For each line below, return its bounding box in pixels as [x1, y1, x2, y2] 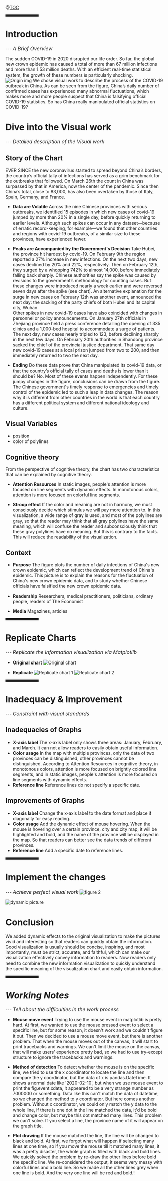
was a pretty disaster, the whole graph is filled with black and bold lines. [12, 1149, 161, 1155]
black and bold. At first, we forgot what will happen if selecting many [12, 1138, 154, 1144]
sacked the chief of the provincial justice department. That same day [12, 342, 155, 348]
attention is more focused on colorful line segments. [12, 492, 120, 498]
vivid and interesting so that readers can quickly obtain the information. [5, 938, 153, 944]
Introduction [5, 29, 58, 40]
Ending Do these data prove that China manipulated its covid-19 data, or [12, 362, 162, 368]
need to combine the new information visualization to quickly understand [5, 960, 156, 966]
